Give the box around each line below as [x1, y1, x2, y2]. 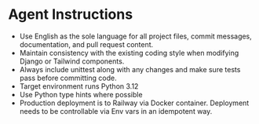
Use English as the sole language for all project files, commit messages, [19, 31, 253, 41]
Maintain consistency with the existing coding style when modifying [19, 48, 239, 57]
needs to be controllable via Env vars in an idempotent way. [19, 106, 213, 115]
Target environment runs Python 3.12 [19, 81, 139, 91]
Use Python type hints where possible [19, 89, 143, 99]
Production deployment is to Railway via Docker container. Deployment [19, 98, 250, 108]
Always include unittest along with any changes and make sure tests [19, 64, 241, 74]
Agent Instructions [8, 5, 133, 24]
